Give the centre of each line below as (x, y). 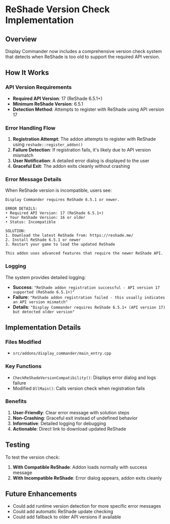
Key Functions (23, 366)
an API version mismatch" (40, 302)
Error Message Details (33, 179)
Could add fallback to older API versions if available (67, 517)
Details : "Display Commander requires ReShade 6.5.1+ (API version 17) (89, 307)
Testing (18, 445)
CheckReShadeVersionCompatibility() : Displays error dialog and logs (84, 377)
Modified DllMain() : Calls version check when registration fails (79, 388)
